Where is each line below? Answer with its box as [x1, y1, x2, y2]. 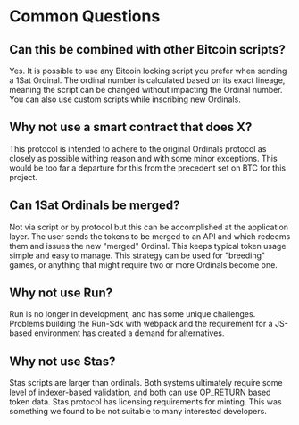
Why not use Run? [9, 286, 113, 301]
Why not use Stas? [9, 354, 116, 369]
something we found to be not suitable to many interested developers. [9, 406, 268, 417]
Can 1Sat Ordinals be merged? [9, 198, 180, 213]
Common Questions [9, 6, 161, 27]
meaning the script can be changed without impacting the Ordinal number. [9, 85, 283, 95]
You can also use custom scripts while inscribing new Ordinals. [9, 94, 241, 104]
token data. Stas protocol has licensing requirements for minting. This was [9, 396, 283, 407]
